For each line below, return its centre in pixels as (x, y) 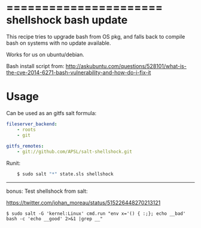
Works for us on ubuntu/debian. (45, 54)
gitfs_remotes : (25, 146)
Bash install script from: (35, 66)
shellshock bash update (67, 20)
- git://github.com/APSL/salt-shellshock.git (75, 152)
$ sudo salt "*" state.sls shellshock (65, 174)
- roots (26, 130)
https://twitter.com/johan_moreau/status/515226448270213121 (83, 203)
